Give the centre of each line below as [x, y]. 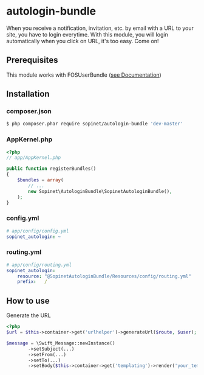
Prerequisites [32, 60]
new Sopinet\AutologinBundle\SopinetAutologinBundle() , [100, 191]
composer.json [29, 111]
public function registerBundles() [51, 169]
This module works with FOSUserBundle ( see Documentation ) [84, 75]
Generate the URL [29, 315]
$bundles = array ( [40, 180]
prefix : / [32, 282]
